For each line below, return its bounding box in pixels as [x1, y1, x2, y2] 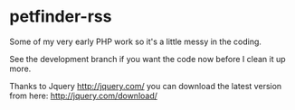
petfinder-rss [9, 6, 112, 27]
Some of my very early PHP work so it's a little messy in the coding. [9, 36, 262, 47]
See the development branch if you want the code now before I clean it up [9, 53, 287, 64]
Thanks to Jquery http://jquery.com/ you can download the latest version [9, 80, 282, 91]
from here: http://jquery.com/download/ [9, 90, 158, 101]
